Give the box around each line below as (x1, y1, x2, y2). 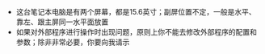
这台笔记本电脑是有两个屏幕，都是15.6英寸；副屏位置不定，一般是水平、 (15, 7, 256, 16)
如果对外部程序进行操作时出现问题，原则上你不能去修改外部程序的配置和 (15, 27, 257, 36)
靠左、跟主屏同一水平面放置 (15, 17, 109, 27)
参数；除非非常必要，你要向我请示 (15, 37, 130, 47)
